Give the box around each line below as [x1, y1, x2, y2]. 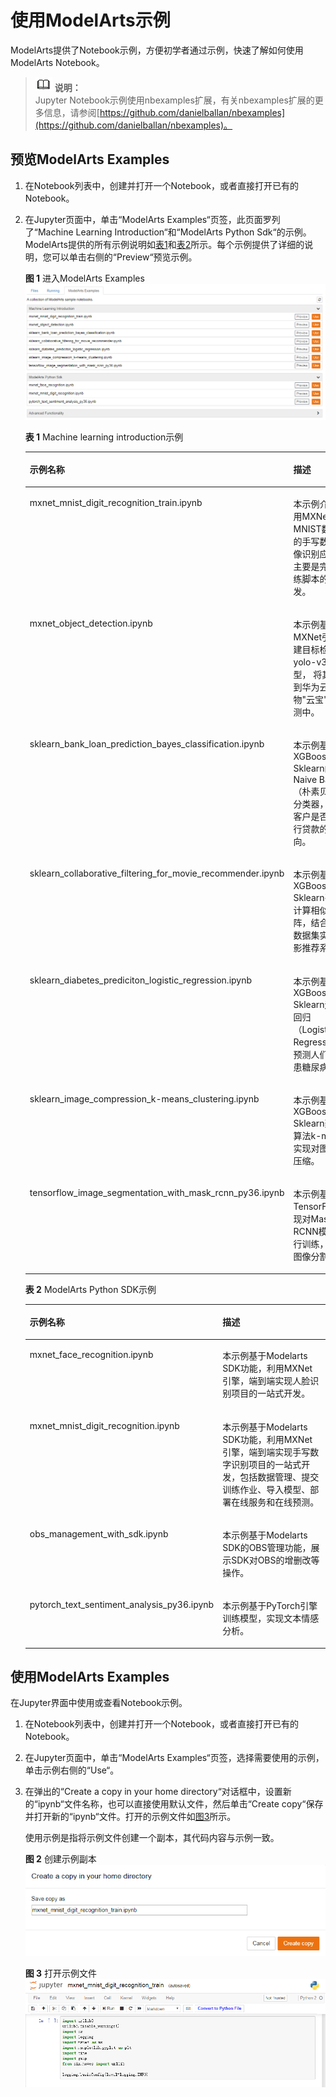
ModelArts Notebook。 [10, 56, 105, 68]
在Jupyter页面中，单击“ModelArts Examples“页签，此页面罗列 [24, 213, 281, 225]
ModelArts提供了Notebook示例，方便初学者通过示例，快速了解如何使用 [10, 44, 304, 56]
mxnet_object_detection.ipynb [29, 617, 153, 629]
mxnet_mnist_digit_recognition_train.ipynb [29, 496, 203, 508]
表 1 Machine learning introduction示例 [24, 431, 184, 443]
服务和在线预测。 [248, 1496, 320, 1508]
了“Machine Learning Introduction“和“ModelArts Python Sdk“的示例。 [24, 226, 312, 238]
